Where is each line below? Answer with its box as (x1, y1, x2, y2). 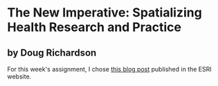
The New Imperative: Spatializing (7, 5, 202, 21)
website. (7, 72, 32, 80)
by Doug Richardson (7, 47, 97, 58)
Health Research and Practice (7, 19, 182, 35)
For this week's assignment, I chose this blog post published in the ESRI (7, 65, 212, 73)
